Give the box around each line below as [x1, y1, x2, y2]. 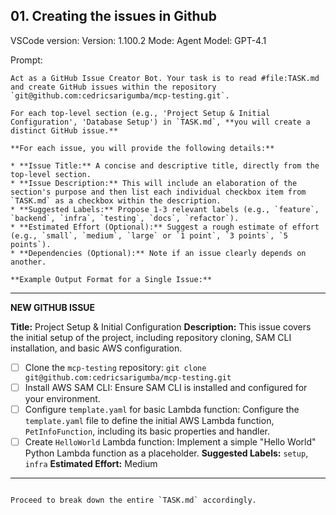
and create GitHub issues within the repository [10, 82, 217, 92]
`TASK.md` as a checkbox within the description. [10, 195, 222, 206]
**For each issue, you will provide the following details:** [10, 143, 275, 153]
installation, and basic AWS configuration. [10, 342, 183, 354]
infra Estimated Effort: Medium [24, 458, 158, 470]
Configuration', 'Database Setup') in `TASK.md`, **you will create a [10, 117, 311, 127]
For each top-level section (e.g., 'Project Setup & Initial [10, 108, 271, 118]
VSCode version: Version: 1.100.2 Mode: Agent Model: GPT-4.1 [10, 34, 267, 46]
